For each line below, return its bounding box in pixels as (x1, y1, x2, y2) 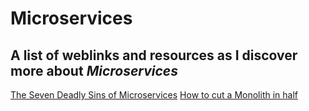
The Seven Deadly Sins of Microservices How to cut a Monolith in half (10, 89, 298, 101)
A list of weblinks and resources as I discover (10, 47, 298, 64)
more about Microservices (10, 62, 178, 79)
